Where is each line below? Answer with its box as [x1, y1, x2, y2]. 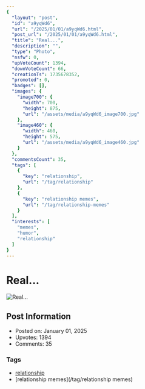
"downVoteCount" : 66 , [12, 65, 67, 72]
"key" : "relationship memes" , [22, 196, 99, 202]
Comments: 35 [15, 340, 53, 348]
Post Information [6, 311, 71, 321]
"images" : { [12, 88, 42, 95]
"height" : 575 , [22, 134, 61, 140]
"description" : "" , [12, 43, 61, 49]
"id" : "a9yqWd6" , [12, 20, 56, 26]
